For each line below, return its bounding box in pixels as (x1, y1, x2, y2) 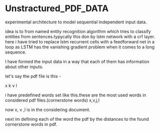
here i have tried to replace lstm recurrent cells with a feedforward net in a (5, 38, 155, 44)
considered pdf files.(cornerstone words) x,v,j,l (5, 97, 100, 103)
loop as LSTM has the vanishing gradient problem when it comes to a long (5, 44, 155, 50)
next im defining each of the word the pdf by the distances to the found (5, 116, 149, 122)
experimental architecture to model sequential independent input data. (5, 19, 147, 25)
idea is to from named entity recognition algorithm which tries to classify (5, 28, 151, 34)
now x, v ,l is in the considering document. (5, 107, 91, 113)
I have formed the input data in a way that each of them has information (5, 58, 149, 64)
